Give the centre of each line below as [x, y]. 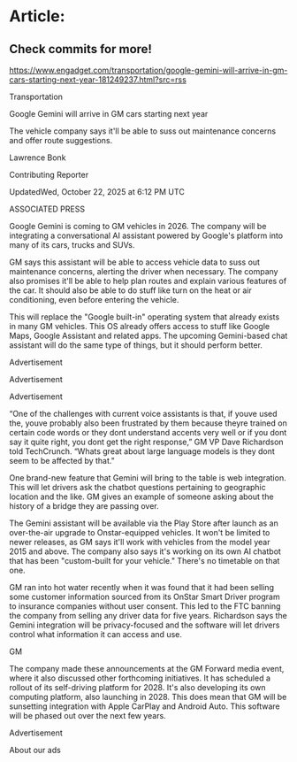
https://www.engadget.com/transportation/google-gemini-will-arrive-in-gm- [148, 70]
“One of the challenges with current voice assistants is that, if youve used [143, 414]
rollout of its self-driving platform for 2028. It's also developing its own [138, 687]
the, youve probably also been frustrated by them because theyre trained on [148, 423]
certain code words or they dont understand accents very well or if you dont [148, 432]
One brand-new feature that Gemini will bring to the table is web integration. [148, 478]
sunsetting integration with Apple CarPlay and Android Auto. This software [145, 706]
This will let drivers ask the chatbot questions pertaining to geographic [138, 487]
